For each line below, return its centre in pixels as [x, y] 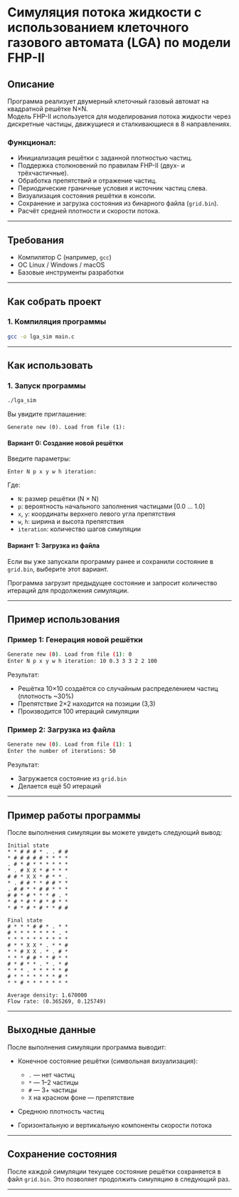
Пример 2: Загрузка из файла [62, 730]
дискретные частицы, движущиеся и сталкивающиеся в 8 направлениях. [119, 124]
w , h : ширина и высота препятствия [71, 522]
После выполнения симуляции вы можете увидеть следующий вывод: [115, 832]
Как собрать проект [54, 301]
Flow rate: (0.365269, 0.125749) [57, 1001]
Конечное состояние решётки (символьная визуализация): [107, 1061]
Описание [31, 84]
